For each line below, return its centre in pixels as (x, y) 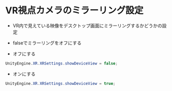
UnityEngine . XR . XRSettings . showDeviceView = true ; (60, 83)
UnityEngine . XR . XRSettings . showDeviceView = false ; (61, 63)
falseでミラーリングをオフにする (47, 43)
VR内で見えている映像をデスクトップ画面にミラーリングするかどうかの (87, 26)
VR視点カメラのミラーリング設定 (74, 10)
